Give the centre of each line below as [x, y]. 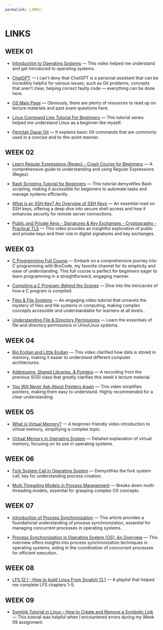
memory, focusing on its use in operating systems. [63, 444]
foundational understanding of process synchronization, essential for [81, 522]
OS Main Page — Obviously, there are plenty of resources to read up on [84, 103]
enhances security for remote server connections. [62, 214]
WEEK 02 [19, 153]
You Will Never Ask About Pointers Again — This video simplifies [77, 387]
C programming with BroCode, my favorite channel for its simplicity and [84, 266]
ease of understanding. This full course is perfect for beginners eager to [84, 271]
